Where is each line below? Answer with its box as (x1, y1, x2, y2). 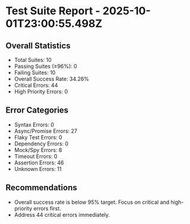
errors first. (33, 204, 61, 212)
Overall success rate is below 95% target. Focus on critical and (14, 198, 170, 206)
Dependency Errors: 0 (14, 140, 69, 147)
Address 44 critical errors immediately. (14, 211, 110, 218)
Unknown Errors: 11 (14, 165, 62, 172)
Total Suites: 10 (14, 57, 52, 63)
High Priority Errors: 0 (14, 88, 68, 95)
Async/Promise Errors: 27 (14, 127, 77, 135)
